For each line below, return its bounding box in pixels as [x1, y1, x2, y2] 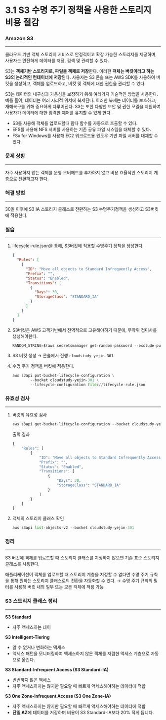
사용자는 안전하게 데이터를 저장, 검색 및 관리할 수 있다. [5, 58, 109, 64]
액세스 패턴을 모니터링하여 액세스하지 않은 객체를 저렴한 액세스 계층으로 [12, 651, 150, 656]
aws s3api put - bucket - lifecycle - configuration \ [12, 373, 115, 378]
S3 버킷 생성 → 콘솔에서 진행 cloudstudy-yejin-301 [12, 353, 114, 359]
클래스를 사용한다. [5, 561, 40, 567]
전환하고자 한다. [18, 176, 49, 182]
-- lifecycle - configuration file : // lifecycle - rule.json [30, 383, 146, 388]
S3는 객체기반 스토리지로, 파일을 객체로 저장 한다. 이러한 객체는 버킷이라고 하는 [5, 68, 155, 74]
